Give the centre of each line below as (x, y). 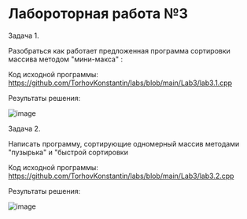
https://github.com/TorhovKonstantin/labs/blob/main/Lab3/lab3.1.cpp (120, 83)
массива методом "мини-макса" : (66, 59)
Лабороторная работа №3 (98, 14)
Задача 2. (24, 128)
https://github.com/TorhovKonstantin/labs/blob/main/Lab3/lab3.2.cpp (121, 176)
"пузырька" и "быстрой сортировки (68, 152)
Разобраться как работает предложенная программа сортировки (119, 50)
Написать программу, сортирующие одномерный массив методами (124, 143)
